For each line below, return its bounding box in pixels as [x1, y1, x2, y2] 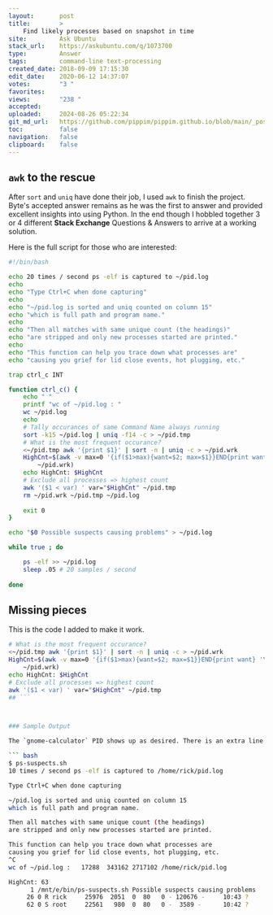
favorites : [8, 87, 45, 96]
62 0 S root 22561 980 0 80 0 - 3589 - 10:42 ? [26, 900, 249, 909]
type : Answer [8, 50, 82, 58]
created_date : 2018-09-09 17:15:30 [8, 65, 129, 73]
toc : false [8, 125, 79, 133]
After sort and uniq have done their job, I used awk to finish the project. [8, 192, 246, 202]
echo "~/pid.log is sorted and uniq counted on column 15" [8, 303, 213, 312]
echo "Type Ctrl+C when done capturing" [8, 288, 148, 296]
